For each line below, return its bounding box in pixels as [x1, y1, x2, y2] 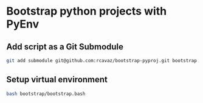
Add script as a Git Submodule [6, 41, 123, 52]
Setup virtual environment [6, 74, 108, 85]
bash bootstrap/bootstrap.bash [6, 90, 86, 97]
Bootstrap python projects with [6, 4, 167, 18]
